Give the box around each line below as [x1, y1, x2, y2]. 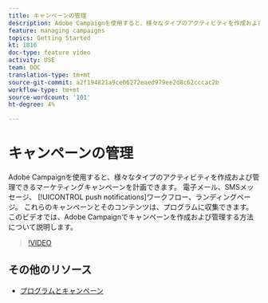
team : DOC [8, 64, 41, 72]
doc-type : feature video [8, 49, 91, 57]
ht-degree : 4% [8, 100, 56, 108]
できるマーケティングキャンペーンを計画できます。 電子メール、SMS [14, 183, 241, 192]
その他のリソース [8, 263, 92, 277]
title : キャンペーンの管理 [8, 11, 87, 20]
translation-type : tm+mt [8, 71, 91, 79]
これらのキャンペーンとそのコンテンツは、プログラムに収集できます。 [23, 203, 254, 212]
